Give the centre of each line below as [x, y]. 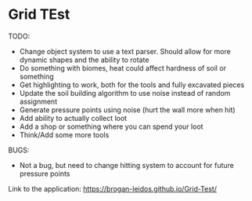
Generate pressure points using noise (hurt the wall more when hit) [128, 110]
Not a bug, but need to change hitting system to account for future [127, 165]
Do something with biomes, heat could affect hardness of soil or [123, 68]
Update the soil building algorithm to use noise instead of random [125, 93]
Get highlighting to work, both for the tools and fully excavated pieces [132, 85]
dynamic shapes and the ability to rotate [84, 60]
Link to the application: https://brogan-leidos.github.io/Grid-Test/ [113, 188]
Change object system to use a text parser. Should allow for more [125, 51]
